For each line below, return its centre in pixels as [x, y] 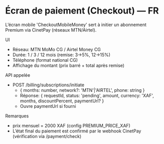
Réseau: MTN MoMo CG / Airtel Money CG [57, 49]
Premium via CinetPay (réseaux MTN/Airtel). [51, 30]
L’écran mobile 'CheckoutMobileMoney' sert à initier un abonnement [76, 25]
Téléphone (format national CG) [45, 60]
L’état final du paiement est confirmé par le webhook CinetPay [77, 131]
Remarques [17, 116]
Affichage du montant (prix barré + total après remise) [68, 65]
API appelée [18, 75]
